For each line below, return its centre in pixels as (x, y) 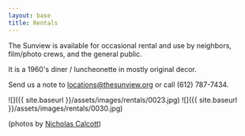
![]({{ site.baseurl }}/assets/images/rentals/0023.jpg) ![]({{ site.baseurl (123, 100)
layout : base (30, 15)
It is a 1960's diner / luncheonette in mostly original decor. (103, 69)
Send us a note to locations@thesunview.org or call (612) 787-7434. (119, 85)
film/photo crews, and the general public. (75, 54)
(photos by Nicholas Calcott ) (55, 123)
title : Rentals (33, 23)
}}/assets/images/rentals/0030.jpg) (66, 108)
